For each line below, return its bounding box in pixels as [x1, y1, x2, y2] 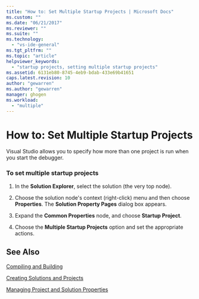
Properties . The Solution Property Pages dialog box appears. [14, 200, 167, 207]
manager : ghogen [6, 92, 46, 97]
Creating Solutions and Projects [6, 274, 84, 281]
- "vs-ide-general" [11, 42, 60, 48]
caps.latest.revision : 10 [6, 75, 70, 81]
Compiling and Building [6, 263, 64, 270]
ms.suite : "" [6, 31, 39, 37]
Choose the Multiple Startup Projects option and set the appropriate [14, 224, 184, 231]
